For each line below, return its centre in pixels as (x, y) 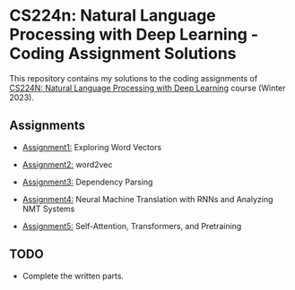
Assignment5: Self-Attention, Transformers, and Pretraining (132, 226)
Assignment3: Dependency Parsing (87, 182)
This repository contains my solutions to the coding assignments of (134, 78)
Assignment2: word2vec (67, 164)
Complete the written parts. (73, 276)
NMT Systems (48, 209)
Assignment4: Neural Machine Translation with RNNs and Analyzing (147, 199)
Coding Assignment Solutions (123, 54)
